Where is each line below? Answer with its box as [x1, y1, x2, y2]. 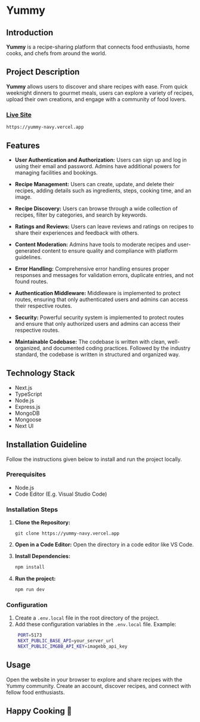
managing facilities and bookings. [14, 169, 98, 176]
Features [6, 140, 40, 150]
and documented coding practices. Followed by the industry [42, 344, 191, 351]
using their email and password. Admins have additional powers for [14, 162, 180, 169]
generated [14, 247, 41, 254]
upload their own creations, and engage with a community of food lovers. [6, 95, 187, 102]
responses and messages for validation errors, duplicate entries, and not [14, 271, 194, 278]
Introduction [6, 28, 54, 38]
